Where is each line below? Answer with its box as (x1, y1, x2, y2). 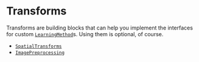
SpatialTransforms (15, 43, 62, 49)
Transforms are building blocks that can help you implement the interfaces (6, 24, 194, 31)
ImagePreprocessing (15, 49, 65, 55)
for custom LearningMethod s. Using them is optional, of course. (6, 30, 164, 37)
